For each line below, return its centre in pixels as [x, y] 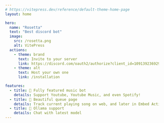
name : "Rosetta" [26, 27]
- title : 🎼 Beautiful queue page [43, 99]
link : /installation [39, 77]
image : [16, 36]
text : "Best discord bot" [36, 32]
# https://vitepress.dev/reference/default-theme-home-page [68, 9]
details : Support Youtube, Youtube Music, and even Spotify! [77, 95]
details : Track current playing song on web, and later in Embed [82, 104]
